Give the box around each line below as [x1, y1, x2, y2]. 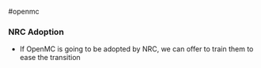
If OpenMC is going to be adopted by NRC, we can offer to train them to [19, 44, 254, 54]
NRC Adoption [8, 26, 65, 37]
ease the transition [19, 53, 81, 62]
